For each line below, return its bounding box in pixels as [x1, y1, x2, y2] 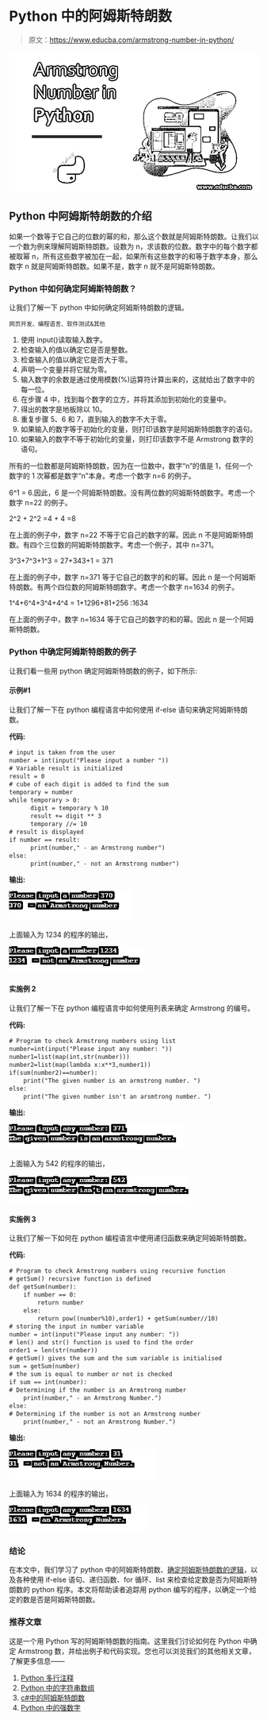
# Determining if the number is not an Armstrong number [9, 1410, 201, 1418]
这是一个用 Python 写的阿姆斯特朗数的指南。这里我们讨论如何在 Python [9, 1636, 242, 1645]
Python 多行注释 [20, 1673, 74, 1683]
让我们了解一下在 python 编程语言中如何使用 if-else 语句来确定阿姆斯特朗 [9, 705, 248, 714]
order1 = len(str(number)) [9, 1347, 98, 1355]
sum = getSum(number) [9, 1362, 81, 1370]
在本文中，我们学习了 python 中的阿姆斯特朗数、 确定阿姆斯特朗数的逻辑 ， [9, 1565, 251, 1575]
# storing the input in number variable [9, 1323, 145, 1331]
